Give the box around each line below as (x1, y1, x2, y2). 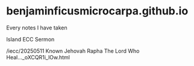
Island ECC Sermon (6, 35, 55, 43)
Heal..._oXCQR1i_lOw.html (6, 53, 70, 61)
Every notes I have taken (6, 24, 67, 31)
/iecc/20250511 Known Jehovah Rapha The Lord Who (6, 47, 140, 55)
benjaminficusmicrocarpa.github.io (6, 4, 189, 18)
